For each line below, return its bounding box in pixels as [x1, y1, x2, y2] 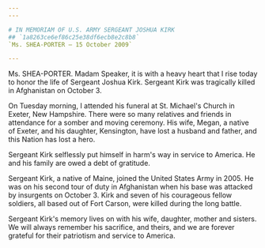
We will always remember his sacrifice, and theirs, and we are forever [8, 223, 235, 232]
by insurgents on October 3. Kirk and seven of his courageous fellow [8, 190, 233, 200]
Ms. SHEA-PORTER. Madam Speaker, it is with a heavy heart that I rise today [8, 69, 258, 79]
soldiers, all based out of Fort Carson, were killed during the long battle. [8, 199, 242, 209]
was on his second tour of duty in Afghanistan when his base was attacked [8, 182, 253, 192]
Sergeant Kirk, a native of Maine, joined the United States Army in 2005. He [8, 174, 255, 183]
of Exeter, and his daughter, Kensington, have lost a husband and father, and [8, 126, 257, 136]
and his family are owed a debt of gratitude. [8, 159, 150, 168]
